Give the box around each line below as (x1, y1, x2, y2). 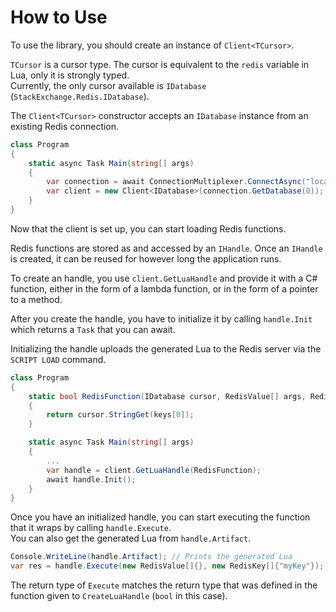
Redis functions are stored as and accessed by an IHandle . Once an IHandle (10, 242, 323, 254)
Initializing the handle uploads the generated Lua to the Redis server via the (10, 342, 322, 355)
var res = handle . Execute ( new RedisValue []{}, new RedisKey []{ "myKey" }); (10, 561, 325, 571)
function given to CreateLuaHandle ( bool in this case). (10, 590, 228, 602)
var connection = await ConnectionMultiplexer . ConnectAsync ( (46, 177, 307, 187)
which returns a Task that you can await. (10, 323, 176, 335)
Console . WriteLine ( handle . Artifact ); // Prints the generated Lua (10, 552, 293, 562)
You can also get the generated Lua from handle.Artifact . (10, 532, 252, 545)
